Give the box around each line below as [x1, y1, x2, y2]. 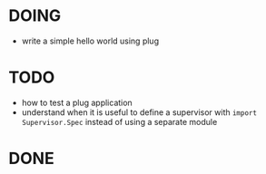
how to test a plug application [21, 97, 133, 108]
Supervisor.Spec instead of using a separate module [21, 116, 218, 127]
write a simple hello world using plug [21, 35, 160, 46]
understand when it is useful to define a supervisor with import [21, 106, 258, 118]
